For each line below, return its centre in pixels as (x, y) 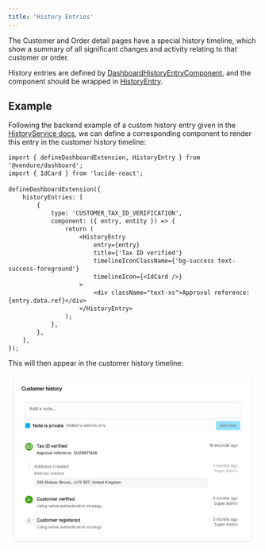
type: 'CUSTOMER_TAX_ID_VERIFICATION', (116, 213)
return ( (79, 229)
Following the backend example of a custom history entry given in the (122, 125)
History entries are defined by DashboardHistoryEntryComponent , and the (130, 72)
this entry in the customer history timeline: (77, 142)
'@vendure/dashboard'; (46, 166)
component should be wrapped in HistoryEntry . (86, 81)
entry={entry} (117, 245)
